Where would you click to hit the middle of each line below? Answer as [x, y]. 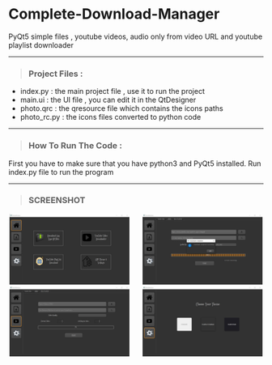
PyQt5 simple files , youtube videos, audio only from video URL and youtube [136, 36]
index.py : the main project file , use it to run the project [112, 91]
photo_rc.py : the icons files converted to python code [110, 117]
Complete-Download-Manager [114, 14]
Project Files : [55, 74]
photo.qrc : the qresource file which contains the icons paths [122, 108]
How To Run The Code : [75, 146]
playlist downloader [41, 45]
